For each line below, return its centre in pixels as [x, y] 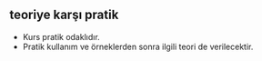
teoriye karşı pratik [64, 15]
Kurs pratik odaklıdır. [61, 36]
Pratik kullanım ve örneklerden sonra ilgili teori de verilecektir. [138, 46]
